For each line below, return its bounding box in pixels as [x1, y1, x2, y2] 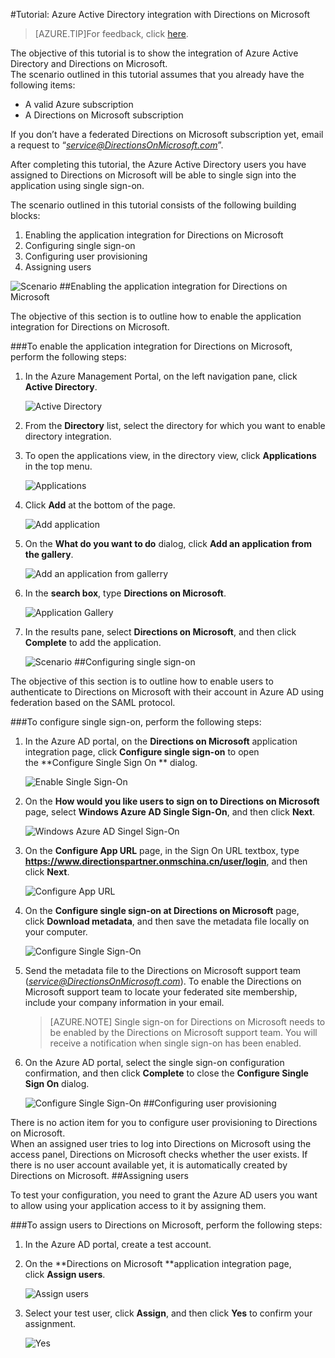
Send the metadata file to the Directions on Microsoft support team [24, 965, 302, 976]
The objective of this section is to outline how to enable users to [10, 675, 274, 687]
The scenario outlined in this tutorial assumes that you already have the [10, 69, 305, 80]
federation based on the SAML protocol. [10, 697, 176, 708]
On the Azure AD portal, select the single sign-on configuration [24, 1057, 285, 1068]
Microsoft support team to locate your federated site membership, [24, 986, 298, 998]
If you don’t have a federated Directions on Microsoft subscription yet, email [10, 129, 324, 140]
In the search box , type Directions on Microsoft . [24, 587, 227, 599]
